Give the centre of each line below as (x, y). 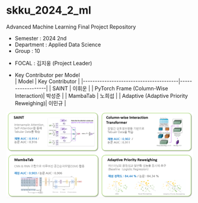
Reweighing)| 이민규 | (40, 103)
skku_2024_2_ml (49, 10)
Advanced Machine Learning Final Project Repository (71, 27)
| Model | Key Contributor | (47, 81)
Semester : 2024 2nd (41, 38)
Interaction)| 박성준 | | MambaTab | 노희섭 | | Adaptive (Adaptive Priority (101, 96)
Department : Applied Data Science (58, 45)
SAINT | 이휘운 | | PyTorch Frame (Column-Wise (110, 88)
